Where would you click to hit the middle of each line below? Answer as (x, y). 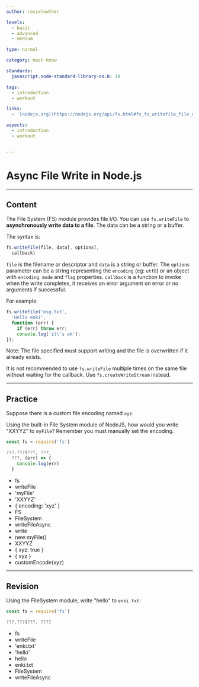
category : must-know (32, 60)
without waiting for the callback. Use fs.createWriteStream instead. (89, 375)
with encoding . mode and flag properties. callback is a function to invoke (94, 277)
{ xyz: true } (29, 550)
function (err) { (33, 323)
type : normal (22, 50)
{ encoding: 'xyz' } (37, 505)
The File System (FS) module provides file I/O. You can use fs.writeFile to (98, 219)
